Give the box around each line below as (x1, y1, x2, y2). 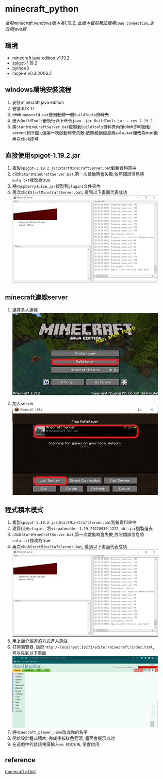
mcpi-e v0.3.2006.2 (12, 70, 52, 76)
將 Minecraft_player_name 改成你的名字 (12, 729, 88, 735)
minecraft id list (5, 768, 36, 774)
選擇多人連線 (12, 307, 38, 313)
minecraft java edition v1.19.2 (12, 55, 70, 61)
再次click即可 (12, 136, 39, 142)
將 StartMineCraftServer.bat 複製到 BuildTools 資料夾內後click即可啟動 (12, 124, 151, 130)
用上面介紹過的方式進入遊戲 (12, 638, 68, 644)
